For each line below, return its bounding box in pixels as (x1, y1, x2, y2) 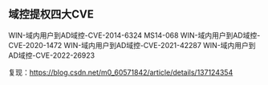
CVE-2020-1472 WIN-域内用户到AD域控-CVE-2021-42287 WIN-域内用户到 (8, 40, 256, 50)
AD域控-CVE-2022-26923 (8, 51, 95, 60)
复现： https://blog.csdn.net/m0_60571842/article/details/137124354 (8, 67, 233, 77)
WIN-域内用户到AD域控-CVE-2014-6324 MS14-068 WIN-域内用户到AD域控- (8, 30, 261, 40)
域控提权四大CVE (8, 7, 94, 22)
